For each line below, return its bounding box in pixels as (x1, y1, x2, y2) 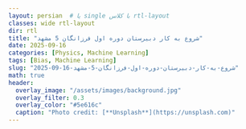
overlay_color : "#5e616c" (15, 101, 103, 109)
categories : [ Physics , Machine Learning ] (8, 49, 150, 57)
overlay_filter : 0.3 (15, 94, 84, 102)
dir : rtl (8, 26, 38, 34)
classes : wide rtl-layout (8, 19, 95, 27)
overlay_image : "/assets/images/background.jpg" (15, 86, 182, 95)
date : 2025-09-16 (8, 42, 67, 50)
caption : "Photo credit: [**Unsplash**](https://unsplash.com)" (15, 109, 236, 117)
